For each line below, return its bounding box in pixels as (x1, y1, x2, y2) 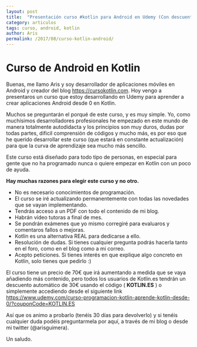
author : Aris (6, 31, 38, 36)
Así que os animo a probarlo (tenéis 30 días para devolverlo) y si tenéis (6, 311, 178, 318)
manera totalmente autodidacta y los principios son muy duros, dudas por (6, 123, 185, 130)
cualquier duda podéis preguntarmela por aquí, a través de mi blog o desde (6, 318, 189, 325)
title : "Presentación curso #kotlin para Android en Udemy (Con (6, 14, 169, 20)
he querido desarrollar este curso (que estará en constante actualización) (6, 136, 184, 143)
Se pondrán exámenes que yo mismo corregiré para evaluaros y (14, 220, 170, 227)
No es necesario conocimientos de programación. (14, 189, 136, 196)
